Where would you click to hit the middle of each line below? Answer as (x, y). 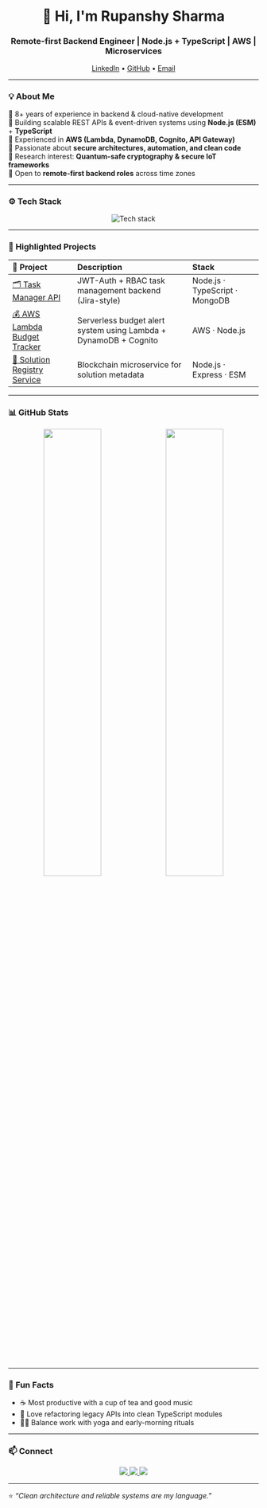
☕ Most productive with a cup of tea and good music (106, 1402)
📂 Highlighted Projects (52, 247)
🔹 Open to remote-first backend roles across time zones (102, 173)
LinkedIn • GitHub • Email (133, 69)
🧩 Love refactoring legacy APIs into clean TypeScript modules (121, 1414)
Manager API (37, 297)
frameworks (29, 165)
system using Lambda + (122, 330)
